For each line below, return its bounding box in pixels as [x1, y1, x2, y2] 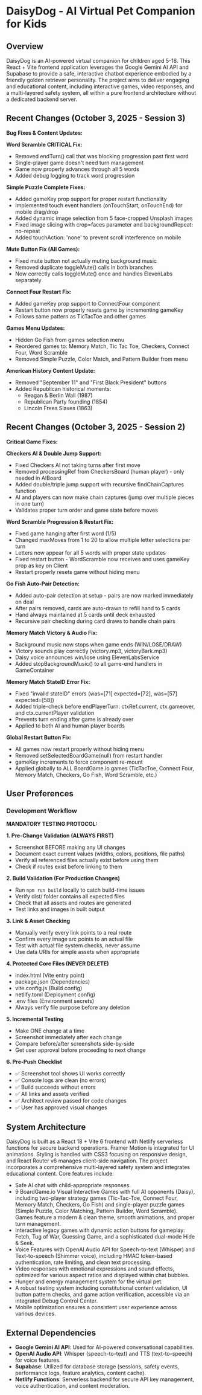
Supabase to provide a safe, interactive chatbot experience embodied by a [6, 70, 192, 77]
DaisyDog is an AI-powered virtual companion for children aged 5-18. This [6, 57, 191, 64]
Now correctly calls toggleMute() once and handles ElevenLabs [14, 270, 173, 277]
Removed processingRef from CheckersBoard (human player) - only [14, 468, 185, 475]
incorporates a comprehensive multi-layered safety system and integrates [6, 1164, 190, 1171]
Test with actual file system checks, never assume [14, 942, 140, 949]
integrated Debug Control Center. [14, 1297, 98, 1304]
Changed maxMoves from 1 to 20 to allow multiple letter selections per [14, 536, 191, 543]
